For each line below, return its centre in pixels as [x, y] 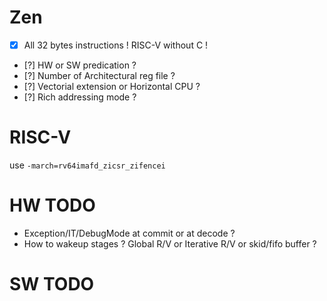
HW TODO [52, 205]
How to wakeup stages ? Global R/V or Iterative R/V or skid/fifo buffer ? [170, 243]
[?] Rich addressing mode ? [80, 97]
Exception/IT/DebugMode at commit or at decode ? [129, 233]
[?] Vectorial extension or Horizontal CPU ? [112, 86]
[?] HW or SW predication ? [80, 65]
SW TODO [52, 284]
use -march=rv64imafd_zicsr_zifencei [87, 165]
